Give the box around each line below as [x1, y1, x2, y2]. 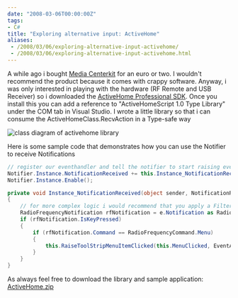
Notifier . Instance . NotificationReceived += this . [7, 170, 157, 177]
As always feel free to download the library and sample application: [7, 275, 204, 283]
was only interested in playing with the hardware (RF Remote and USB [7, 84, 212, 93]
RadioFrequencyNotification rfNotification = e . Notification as [20, 209, 214, 216]
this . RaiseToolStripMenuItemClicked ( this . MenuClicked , [45, 242, 211, 249]
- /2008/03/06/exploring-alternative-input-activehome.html [10, 50, 192, 57]
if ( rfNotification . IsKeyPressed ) [20, 216, 122, 223]
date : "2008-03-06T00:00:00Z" [7, 10, 97, 18]
